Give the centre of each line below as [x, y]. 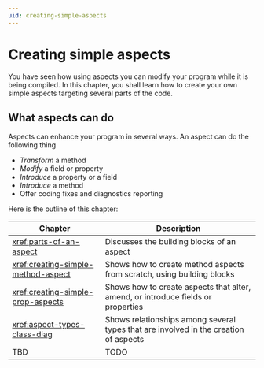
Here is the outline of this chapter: [63, 209]
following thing [32, 145]
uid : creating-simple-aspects [58, 15]
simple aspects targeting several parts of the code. [90, 93]
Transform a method [53, 160]
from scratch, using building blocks [170, 274]
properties [124, 307]
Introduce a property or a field [68, 177]
